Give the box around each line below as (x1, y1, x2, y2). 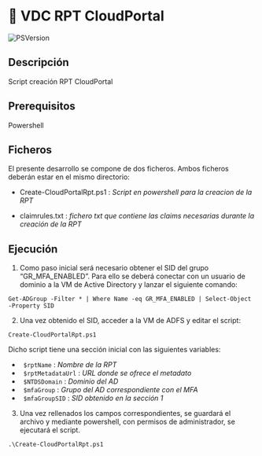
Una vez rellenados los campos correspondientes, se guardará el (19, 409, 231, 418)
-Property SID (8, 302, 55, 310)
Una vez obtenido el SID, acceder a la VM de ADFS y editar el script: (19, 316, 242, 325)
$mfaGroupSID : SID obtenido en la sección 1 (23, 393, 164, 403)
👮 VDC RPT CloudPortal (8, 7, 165, 25)
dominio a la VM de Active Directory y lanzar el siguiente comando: (19, 280, 238, 289)
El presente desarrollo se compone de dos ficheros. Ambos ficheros (8, 164, 230, 174)
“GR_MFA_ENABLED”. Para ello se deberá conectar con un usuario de (19, 271, 245, 281)
